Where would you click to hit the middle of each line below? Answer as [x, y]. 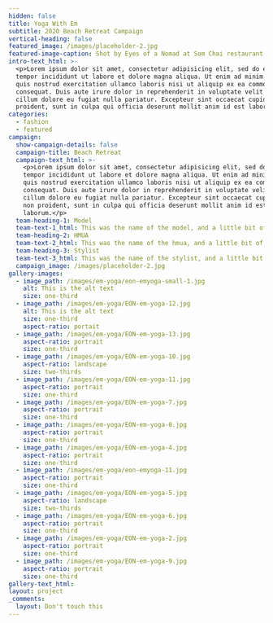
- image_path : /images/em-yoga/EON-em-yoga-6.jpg [101, 516]
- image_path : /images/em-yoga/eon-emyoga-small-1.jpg [110, 281]
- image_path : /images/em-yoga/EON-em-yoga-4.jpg [101, 448]
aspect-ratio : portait [61, 327]
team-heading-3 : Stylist [58, 251]
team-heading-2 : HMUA [52, 236]
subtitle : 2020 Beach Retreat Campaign [76, 31]
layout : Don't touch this [60, 607]
